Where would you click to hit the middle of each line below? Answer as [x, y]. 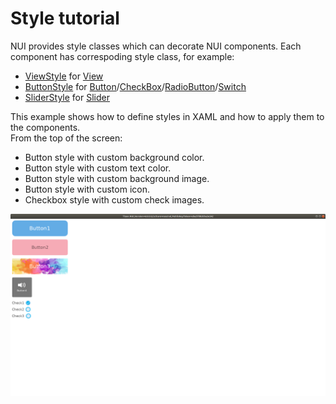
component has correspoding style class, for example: [122, 56]
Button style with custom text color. [98, 168]
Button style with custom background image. [117, 178]
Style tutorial [65, 18]
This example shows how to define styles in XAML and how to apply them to [167, 116]
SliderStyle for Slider [67, 97]
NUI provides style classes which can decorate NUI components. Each [156, 46]
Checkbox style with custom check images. [114, 199]
